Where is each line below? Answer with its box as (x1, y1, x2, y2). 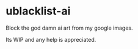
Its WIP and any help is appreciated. (5, 36, 96, 43)
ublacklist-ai (5, 4, 71, 18)
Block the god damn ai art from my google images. (5, 24, 133, 31)
